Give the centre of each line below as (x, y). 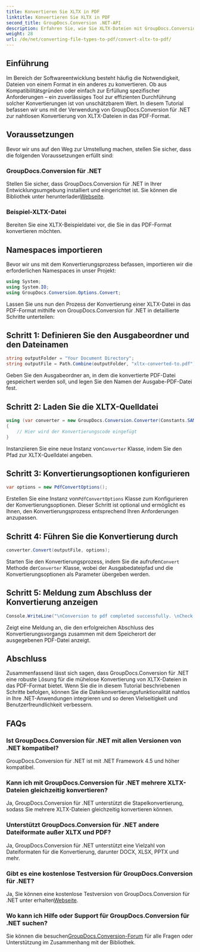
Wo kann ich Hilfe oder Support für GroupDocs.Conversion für (98, 916)
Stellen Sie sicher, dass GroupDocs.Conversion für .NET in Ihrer (84, 184)
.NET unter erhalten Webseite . (42, 900)
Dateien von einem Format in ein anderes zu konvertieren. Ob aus (87, 84)
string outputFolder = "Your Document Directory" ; (70, 358)
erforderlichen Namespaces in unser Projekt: (61, 271)
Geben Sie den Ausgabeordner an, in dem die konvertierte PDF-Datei (91, 376)
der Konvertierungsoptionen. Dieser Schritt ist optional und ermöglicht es (96, 505)
